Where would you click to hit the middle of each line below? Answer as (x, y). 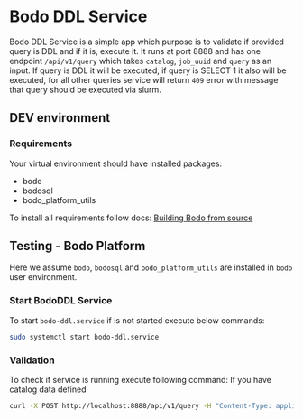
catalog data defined (48, 389)
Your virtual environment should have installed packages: (116, 163)
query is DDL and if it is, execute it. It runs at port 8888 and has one (135, 51)
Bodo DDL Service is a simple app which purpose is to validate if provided (147, 42)
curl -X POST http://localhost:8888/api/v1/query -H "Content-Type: (141, 405)
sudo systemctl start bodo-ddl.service (84, 337)
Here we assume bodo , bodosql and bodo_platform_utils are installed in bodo (151, 267)
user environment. (43, 277)
